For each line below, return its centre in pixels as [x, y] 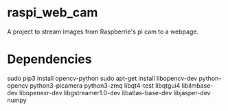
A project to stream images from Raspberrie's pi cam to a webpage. [103, 32]
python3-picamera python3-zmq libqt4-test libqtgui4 [105, 85]
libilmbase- [197, 85]
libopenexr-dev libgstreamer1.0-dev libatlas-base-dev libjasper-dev [115, 92]
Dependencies [49, 59]
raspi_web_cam [53, 13]
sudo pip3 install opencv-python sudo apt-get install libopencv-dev [102, 78]
